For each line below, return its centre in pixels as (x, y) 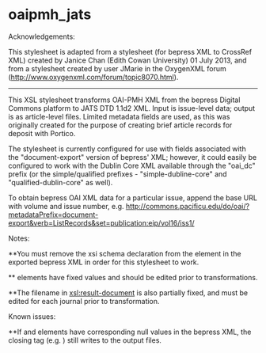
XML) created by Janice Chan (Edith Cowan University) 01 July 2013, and (127, 60)
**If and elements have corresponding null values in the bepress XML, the (130, 332)
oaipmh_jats (50, 15)
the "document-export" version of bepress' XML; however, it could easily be (133, 157)
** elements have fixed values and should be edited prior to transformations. (133, 277)
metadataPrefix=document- (53, 214)
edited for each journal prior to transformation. (84, 301)
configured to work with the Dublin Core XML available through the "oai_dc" (132, 165)
